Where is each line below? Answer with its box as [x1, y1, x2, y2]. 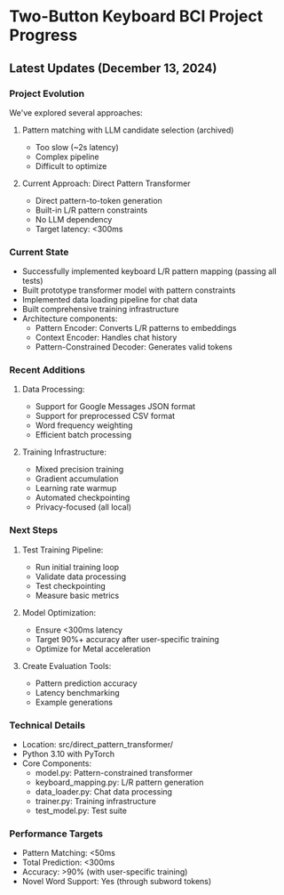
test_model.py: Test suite [35, 805, 127, 816]
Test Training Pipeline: [21, 544, 104, 555]
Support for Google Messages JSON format [35, 401, 196, 412]
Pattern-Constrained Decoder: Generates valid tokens [35, 342, 233, 352]
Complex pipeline [35, 151, 99, 162]
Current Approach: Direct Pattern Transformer [21, 178, 191, 189]
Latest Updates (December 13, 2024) [9, 60, 217, 76]
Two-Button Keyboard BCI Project [9, 6, 264, 27]
